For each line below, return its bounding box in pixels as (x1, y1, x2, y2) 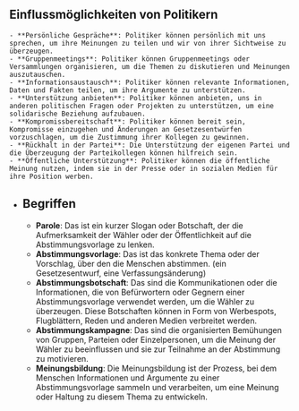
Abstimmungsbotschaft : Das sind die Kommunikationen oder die (35, 277, 278, 287)
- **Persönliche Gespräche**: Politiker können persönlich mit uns (9, 30, 267, 39)
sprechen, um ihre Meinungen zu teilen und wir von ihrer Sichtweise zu (9, 39, 286, 47)
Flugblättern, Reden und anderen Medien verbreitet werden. (35, 315, 258, 326)
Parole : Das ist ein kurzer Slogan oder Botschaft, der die (35, 219, 243, 231)
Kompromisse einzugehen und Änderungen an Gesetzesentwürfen (9, 124, 243, 133)
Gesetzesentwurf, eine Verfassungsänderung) (35, 268, 207, 278)
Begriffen (21, 196, 76, 211)
